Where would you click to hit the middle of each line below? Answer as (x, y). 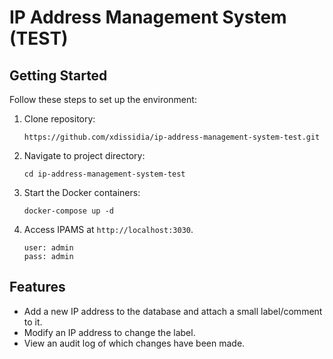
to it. (33, 322)
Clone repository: (59, 119)
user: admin (48, 248)
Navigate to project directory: (84, 155)
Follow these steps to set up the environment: (103, 99)
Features (37, 287)
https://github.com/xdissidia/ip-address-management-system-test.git (172, 137)
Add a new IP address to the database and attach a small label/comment (173, 311)
